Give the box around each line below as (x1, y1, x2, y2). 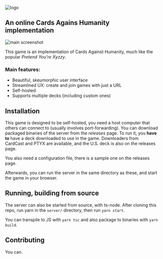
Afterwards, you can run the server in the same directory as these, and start (5, 170, 157, 176)
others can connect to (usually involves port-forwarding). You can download (5, 125, 158, 131)
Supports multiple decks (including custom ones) (12, 93, 111, 99)
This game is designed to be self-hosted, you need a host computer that (5, 120, 150, 125)
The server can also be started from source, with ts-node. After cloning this (5, 202, 157, 208)
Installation (5, 107, 40, 115)
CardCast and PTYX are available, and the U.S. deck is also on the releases (5, 140, 156, 146)
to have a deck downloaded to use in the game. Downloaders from (5, 135, 139, 141)
